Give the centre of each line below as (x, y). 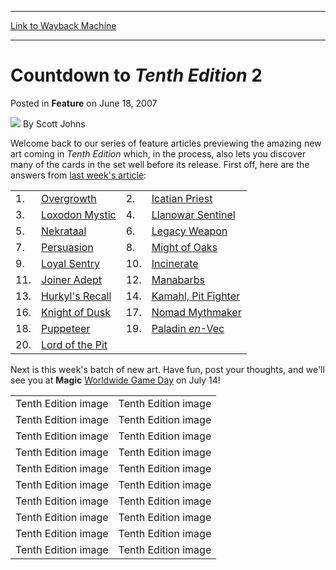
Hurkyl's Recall (76, 296)
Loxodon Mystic (79, 214)
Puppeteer (66, 328)
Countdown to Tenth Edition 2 (136, 75)
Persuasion (67, 247)
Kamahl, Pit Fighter (196, 296)
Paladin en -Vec (188, 328)
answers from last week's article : (78, 175)
